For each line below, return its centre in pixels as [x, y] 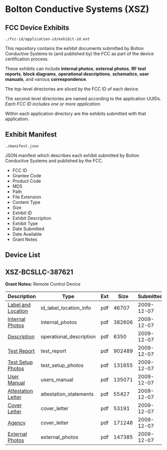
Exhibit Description [32, 218]
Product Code [27, 181]
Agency [17, 423]
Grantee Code [27, 175]
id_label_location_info [66, 308]
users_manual [57, 380]
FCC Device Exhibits [37, 28]
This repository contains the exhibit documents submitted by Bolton [75, 48]
